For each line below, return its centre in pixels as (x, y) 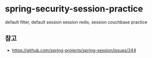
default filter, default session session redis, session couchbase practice (76, 22)
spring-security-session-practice (74, 9)
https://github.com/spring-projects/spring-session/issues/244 (74, 50)
